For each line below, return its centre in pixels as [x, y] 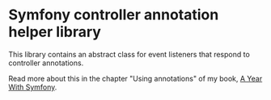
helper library [55, 32]
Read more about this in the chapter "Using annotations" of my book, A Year [135, 78]
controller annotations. [46, 63]
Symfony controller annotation [114, 15]
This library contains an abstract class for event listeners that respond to [129, 54]
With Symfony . [33, 87]
